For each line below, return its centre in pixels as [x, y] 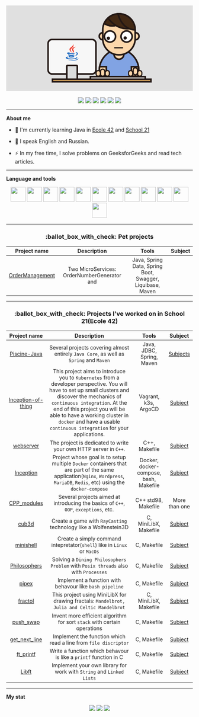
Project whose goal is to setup [89, 457]
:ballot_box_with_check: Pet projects [99, 236]
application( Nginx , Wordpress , [89, 476]
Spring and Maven [89, 360]
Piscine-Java [26, 354]
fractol [26, 601]
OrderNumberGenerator [92, 276]
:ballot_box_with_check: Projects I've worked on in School [99, 314]
